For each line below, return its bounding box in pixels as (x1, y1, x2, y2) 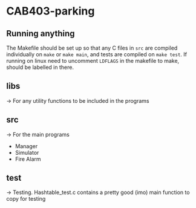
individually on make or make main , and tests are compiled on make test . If (6, 51, 188, 58)
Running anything (6, 28, 75, 39)
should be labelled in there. (6, 63, 74, 71)
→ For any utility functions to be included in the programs (6, 97, 149, 104)
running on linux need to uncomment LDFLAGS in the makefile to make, (6, 57, 180, 64)
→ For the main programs (6, 131, 70, 138)
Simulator (15, 149, 39, 156)
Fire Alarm (15, 155, 41, 163)
